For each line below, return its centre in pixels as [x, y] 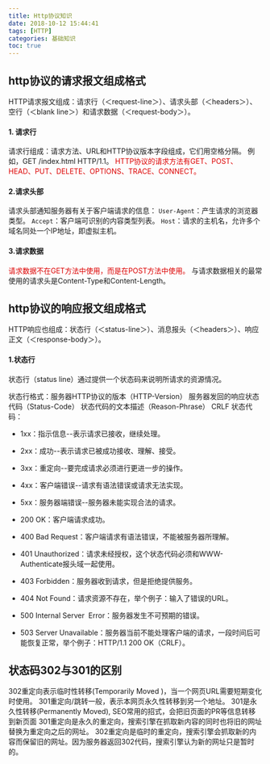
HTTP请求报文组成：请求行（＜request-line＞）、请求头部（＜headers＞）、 [133, 101]
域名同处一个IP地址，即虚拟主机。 [64, 231]
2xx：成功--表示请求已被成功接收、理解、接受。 [100, 451]
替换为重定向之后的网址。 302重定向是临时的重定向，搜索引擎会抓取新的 [129, 732]
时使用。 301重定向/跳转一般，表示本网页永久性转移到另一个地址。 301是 [129, 701]
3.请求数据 [26, 250]
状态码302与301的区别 [65, 670]
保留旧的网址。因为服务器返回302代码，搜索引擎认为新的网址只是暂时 [139, 742]
